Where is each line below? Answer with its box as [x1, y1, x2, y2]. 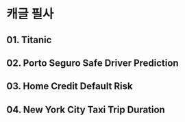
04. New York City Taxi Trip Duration [6, 103, 165, 115]
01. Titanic [6, 34, 52, 45]
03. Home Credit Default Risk [6, 80, 133, 93]
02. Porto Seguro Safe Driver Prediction [6, 57, 179, 69]
